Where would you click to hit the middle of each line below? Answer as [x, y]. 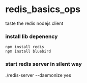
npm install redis [25, 47]
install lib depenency [32, 36]
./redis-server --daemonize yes [38, 75]
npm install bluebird [28, 52]
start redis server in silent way [44, 64]
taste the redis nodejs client [34, 23]
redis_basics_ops [43, 9]
